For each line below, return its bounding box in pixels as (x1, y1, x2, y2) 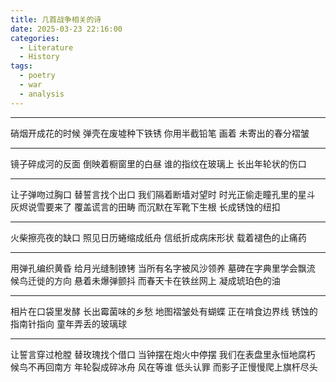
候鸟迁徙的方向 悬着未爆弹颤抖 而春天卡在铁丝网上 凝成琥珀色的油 (10, 274, 281, 286)
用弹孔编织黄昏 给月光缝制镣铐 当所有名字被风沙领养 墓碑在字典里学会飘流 (10, 262, 316, 274)
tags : (10, 61, 33, 71)
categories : (10, 33, 60, 43)
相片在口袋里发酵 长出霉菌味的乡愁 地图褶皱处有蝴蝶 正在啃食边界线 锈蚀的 (10, 305, 318, 317)
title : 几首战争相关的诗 (10, 14, 102, 25)
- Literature (19, 42, 74, 53)
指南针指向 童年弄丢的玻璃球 (10, 317, 127, 330)
